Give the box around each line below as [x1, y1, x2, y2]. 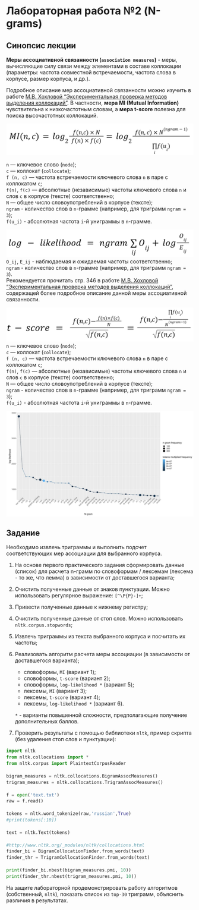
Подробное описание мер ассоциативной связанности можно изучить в [6, 87, 191, 93]
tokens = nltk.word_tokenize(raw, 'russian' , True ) [6, 811, 132, 817]
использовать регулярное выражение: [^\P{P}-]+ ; [14, 592, 144, 599]
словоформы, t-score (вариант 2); [23, 675, 111, 682]
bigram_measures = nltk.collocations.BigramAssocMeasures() [6, 773, 159, 779]
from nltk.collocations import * [6, 754, 89, 760]
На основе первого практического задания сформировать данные [14, 562, 185, 569]
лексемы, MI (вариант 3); [23, 688, 87, 695]
